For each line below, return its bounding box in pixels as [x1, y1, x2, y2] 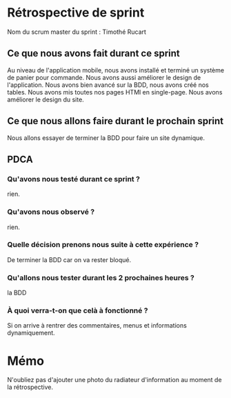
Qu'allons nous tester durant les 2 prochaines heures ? [7, 272, 194, 282]
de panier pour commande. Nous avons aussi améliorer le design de [7, 73, 201, 81]
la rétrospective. [7, 383, 54, 391]
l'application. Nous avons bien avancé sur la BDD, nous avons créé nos [7, 81, 209, 89]
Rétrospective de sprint [7, 5, 145, 21]
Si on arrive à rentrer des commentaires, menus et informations [7, 321, 188, 330]
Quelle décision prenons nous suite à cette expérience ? [7, 240, 199, 250]
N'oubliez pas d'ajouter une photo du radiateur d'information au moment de [7, 376, 222, 384]
